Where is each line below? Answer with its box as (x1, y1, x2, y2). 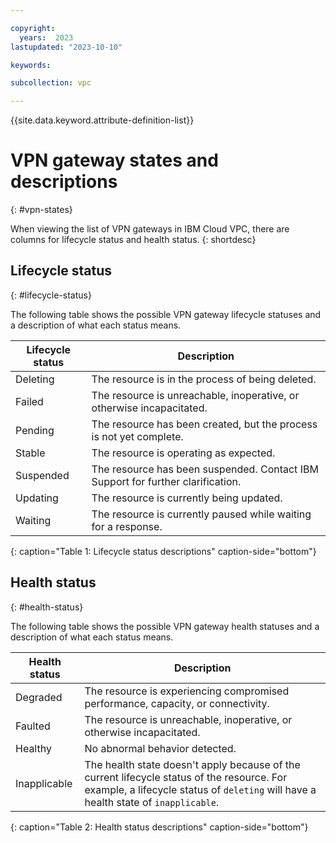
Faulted (15, 719, 51, 733)
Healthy (15, 741, 52, 755)
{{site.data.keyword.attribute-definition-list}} (10, 114, 195, 126)
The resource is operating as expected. (91, 446, 276, 460)
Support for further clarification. (91, 474, 242, 488)
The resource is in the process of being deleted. (91, 372, 317, 386)
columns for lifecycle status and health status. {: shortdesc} (10, 234, 257, 246)
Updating (15, 491, 59, 505)
